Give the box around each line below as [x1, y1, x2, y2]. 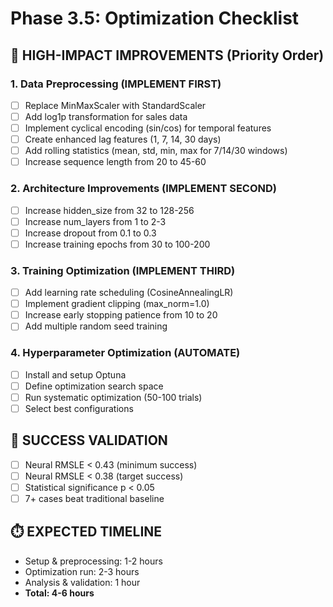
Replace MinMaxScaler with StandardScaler [24, 99, 207, 111]
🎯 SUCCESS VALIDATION [10, 432, 168, 449]
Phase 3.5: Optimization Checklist [10, 7, 300, 30]
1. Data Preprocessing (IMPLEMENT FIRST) [10, 77, 222, 91]
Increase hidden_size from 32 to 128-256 [24, 204, 195, 216]
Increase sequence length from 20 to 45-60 [24, 156, 207, 168]
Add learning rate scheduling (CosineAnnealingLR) [24, 287, 234, 299]
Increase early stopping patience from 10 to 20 [24, 309, 218, 321]
